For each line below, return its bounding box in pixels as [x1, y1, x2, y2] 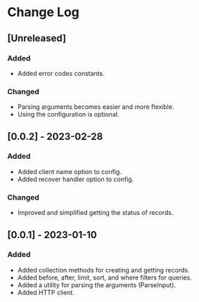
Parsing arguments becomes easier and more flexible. [17, 103, 174, 111]
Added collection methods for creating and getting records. [17, 265, 190, 274]
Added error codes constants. [17, 69, 105, 77]
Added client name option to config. [17, 167, 122, 176]
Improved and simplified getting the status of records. [17, 209, 174, 217]
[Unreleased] [7, 32, 67, 44]
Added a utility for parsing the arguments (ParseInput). [17, 280, 176, 289]
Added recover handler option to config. [17, 175, 134, 183]
